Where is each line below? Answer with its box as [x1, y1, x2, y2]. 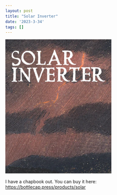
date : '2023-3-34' [5, 19, 44, 24]
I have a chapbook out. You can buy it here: [5, 179, 97, 185]
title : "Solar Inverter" [5, 13, 58, 19]
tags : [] [5, 25, 24, 30]
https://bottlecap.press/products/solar [5, 184, 86, 190]
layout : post [5, 8, 33, 13]
